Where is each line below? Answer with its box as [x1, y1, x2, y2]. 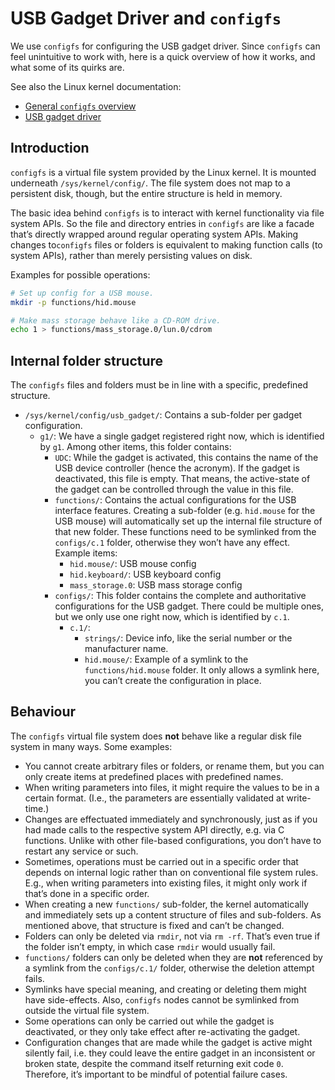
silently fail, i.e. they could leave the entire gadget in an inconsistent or [24, 1047, 316, 1059]
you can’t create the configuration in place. [84, 675, 262, 687]
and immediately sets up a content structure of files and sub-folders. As [24, 908, 322, 921]
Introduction [10, 140, 90, 157]
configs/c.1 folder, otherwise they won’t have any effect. [54, 537, 291, 549]
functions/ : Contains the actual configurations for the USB [54, 494, 297, 506]
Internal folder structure [10, 352, 164, 369]
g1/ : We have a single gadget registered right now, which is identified [39, 430, 325, 442]
